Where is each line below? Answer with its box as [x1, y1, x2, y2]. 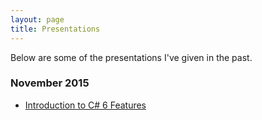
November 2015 [10, 76, 90, 90]
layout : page [10, 14, 65, 25]
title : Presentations [10, 24, 101, 34]
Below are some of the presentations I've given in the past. [10, 51, 253, 63]
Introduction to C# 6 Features [24, 99, 147, 111]
